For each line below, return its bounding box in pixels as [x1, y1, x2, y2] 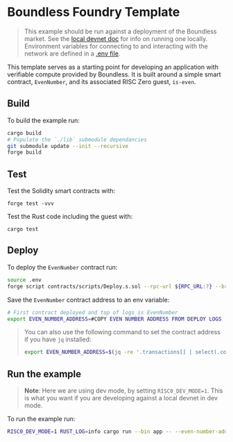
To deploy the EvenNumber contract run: [7, 263, 118, 271]
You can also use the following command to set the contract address [24, 328, 221, 336]
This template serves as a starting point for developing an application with [7, 63, 218, 71]
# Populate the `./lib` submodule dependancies [7, 136, 148, 143]
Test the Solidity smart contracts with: [7, 187, 116, 195]
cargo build [7, 129, 42, 136]
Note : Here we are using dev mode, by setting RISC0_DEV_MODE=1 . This [24, 386, 223, 395]
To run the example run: [7, 415, 76, 423]
